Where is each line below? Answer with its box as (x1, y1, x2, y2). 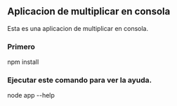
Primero (7, 41, 35, 51)
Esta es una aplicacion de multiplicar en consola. (7, 24, 149, 32)
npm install (7, 58, 39, 66)
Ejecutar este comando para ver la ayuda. (7, 75, 152, 85)
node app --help (7, 91, 55, 100)
